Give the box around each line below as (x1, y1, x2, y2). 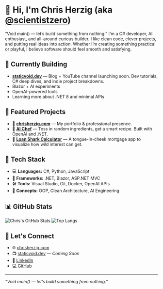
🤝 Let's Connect (5, 232, 54, 240)
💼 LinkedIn (12, 257, 33, 263)
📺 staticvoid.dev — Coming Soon (12, 251, 80, 256)
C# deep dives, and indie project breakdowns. (12, 78, 104, 84)
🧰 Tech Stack (5, 155, 46, 163)
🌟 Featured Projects (5, 108, 66, 116)
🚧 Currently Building (5, 60, 67, 68)
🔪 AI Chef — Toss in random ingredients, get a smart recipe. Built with (12, 126, 152, 131)
